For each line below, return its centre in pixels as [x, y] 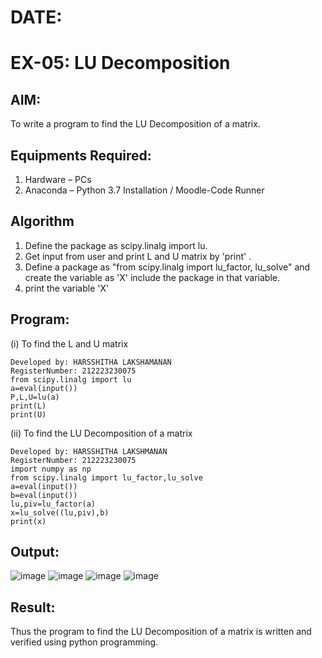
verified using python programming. [84, 642]
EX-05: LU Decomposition [120, 63]
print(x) [28, 521]
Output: [35, 552]
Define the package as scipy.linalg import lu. [116, 245]
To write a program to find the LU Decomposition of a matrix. [135, 124]
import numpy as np [51, 469]
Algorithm [42, 221]
